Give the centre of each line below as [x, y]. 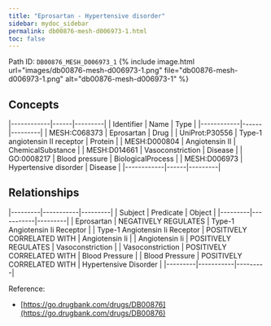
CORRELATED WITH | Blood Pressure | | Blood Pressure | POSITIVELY [125, 255]
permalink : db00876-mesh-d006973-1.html [78, 31]
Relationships [44, 193]
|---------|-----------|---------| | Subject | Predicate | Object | [112, 212]
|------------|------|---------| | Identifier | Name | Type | [103, 124]
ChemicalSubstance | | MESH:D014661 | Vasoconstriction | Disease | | [125, 150]
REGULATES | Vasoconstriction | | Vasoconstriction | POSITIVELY [118, 247]
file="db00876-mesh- [201, 71]
